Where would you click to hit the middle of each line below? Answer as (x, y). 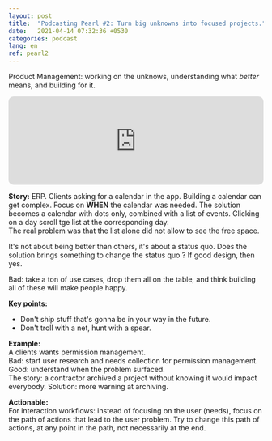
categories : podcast (43, 38)
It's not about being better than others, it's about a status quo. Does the (128, 246)
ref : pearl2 (28, 53)
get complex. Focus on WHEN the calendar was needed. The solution (125, 205)
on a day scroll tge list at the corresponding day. (89, 222)
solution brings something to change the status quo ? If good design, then (132, 255)
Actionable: (28, 402)
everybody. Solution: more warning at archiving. (88, 386)
